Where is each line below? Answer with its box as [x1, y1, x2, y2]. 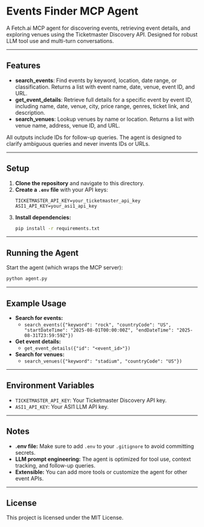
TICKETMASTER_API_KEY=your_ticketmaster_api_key [15, 197, 141, 204]
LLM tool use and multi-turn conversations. [6, 37, 114, 44]
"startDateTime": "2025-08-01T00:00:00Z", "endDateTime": [24, 327, 174, 333]
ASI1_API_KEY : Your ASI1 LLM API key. [15, 403, 109, 410]
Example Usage [6, 298, 67, 308]
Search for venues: [15, 350, 65, 358]
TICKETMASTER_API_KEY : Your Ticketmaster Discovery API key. [15, 396, 167, 404]
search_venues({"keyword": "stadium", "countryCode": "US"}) [24, 358, 182, 364]
